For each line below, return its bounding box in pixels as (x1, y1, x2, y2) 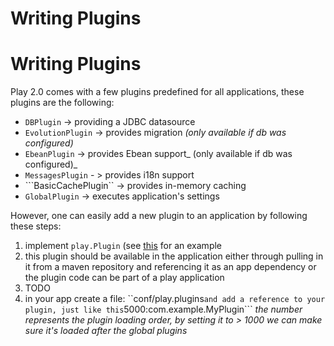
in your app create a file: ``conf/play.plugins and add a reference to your (24, 293, 326, 305)
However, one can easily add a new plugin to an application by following (10, 210, 308, 222)
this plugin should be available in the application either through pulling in (24, 250, 324, 262)
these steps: (10, 220, 62, 232)
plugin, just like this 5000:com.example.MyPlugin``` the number (24, 303, 303, 316)
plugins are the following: (10, 97, 115, 109)
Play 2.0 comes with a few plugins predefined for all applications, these (10, 86, 305, 98)
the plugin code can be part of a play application (24, 272, 225, 284)
